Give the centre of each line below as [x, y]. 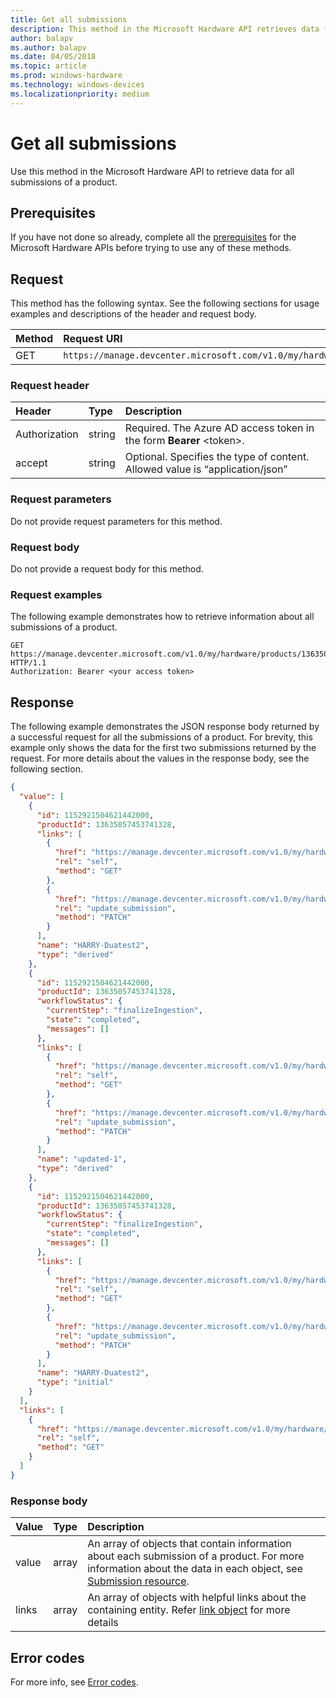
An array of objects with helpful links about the [197, 1598]
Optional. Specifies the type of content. [217, 457]
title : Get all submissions [69, 19]
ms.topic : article [48, 66]
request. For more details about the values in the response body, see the [160, 758]
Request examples [56, 594]
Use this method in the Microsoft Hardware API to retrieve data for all [152, 171]
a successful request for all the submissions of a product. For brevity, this [161, 737]
